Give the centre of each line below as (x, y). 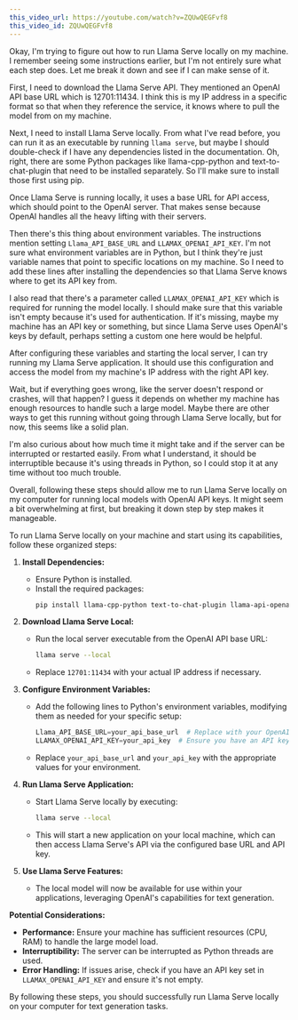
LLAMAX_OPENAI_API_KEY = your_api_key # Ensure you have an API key (162, 741)
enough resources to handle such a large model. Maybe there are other (140, 408)
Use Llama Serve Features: (73, 871)
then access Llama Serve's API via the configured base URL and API (160, 844)
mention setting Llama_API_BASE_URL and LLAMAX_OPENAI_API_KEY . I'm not (140, 243)
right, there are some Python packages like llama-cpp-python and (129, 161)
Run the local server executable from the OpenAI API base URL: (151, 639)
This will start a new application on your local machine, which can (155, 835)
